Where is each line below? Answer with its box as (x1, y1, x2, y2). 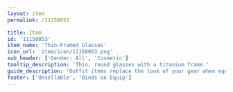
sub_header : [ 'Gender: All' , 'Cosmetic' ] (7, 55, 129, 62)
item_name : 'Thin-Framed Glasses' (7, 42, 107, 49)
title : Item (7, 29, 42, 36)
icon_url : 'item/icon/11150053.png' (7, 48, 113, 55)
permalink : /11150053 (7, 17, 70, 24)
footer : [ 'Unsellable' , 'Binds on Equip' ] (7, 74, 132, 81)
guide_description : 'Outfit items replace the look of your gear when (7, 67, 216, 75)
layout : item (7, 10, 45, 17)
